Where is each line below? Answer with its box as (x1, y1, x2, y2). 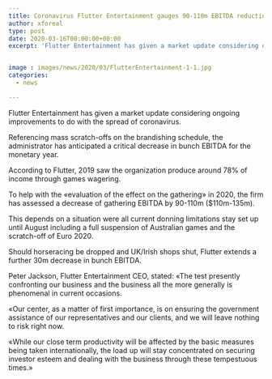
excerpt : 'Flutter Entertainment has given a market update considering (8, 42, 259, 50)
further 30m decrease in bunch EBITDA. (8, 255, 142, 265)
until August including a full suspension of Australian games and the (8, 222, 236, 232)
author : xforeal (8, 19, 63, 28)
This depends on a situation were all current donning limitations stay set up (8, 214, 259, 224)
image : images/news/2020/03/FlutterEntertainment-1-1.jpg (8, 64, 212, 72)
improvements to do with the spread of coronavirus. (8, 117, 182, 126)
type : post (8, 27, 45, 35)
